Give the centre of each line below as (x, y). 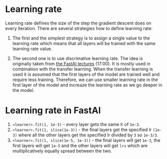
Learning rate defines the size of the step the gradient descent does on (78, 23)
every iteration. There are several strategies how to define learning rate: (79, 28)
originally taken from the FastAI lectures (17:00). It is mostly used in (81, 63)
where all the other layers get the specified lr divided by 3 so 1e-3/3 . (88, 135)
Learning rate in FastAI (53, 110)
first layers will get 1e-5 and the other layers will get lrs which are (80, 145)
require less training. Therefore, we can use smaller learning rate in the (85, 79)
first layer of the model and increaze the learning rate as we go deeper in (87, 85)
